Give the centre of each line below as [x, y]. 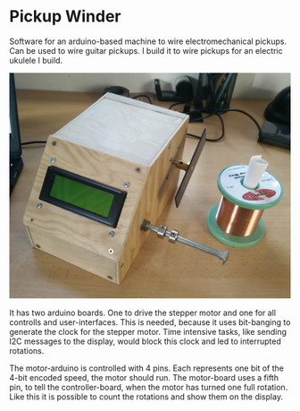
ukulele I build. [36, 60]
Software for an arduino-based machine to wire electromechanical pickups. [148, 41]
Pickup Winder [65, 17]
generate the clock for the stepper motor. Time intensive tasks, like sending [148, 332]
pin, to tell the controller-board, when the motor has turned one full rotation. [149, 388]
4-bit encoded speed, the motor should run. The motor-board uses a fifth [144, 378]
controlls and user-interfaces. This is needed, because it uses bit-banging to [150, 322]
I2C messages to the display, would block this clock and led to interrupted [145, 341]
